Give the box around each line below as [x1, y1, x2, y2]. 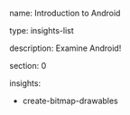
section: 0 [9, 61, 47, 71]
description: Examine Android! [9, 43, 122, 53]
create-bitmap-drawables [22, 95, 119, 106]
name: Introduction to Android [9, 8, 121, 18]
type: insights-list [9, 25, 74, 35]
